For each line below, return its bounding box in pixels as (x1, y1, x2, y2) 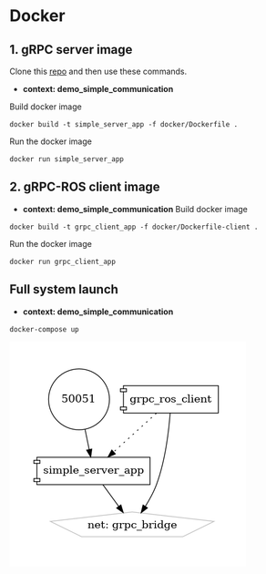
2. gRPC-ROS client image (9, 179, 161, 195)
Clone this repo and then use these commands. (9, 66, 188, 77)
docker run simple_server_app (9, 155, 125, 164)
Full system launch (9, 282, 118, 297)
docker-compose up (9, 324, 79, 333)
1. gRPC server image (9, 42, 133, 57)
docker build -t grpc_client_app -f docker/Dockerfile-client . (9, 222, 259, 231)
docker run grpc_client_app (9, 257, 117, 266)
